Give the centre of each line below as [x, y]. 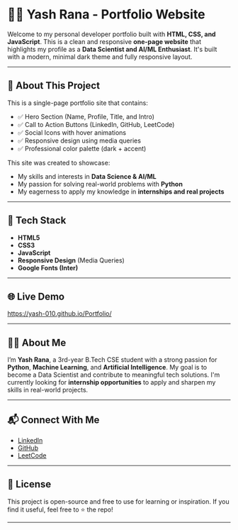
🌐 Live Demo [36, 296]
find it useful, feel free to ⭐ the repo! [60, 509]
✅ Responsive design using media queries [79, 140]
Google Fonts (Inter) [48, 267]
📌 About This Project [54, 85]
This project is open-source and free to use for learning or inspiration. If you [118, 501]
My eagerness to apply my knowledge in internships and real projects [121, 192]
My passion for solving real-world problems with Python [100, 184]
